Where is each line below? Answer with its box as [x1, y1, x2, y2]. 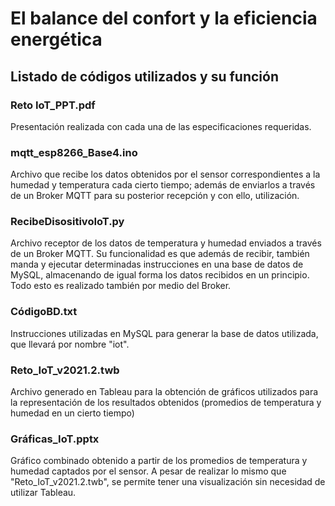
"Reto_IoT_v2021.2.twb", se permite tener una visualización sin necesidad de [10, 476, 326, 488]
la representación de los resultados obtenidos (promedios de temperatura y [10, 397, 322, 409]
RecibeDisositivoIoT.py [10, 215, 125, 229]
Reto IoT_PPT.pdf [10, 98, 96, 112]
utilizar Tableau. [10, 487, 77, 499]
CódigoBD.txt [10, 305, 78, 319]
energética [10, 28, 103, 51]
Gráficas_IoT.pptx [10, 432, 100, 446]
